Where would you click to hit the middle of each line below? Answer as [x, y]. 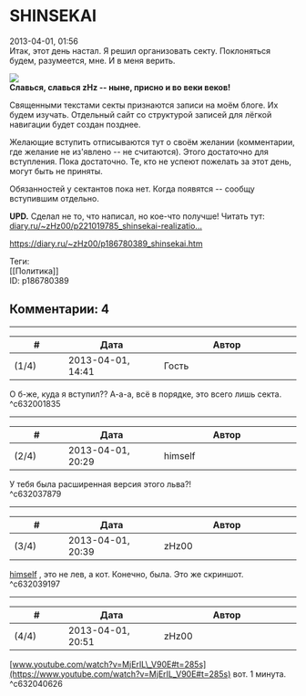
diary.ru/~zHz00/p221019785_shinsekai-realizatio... [106, 225]
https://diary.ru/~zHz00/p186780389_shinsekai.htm [106, 244]
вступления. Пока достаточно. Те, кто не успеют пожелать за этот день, [151, 161]
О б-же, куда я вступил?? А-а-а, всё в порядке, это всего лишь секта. [146, 394]
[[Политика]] [34, 271]
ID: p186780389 [40, 280]
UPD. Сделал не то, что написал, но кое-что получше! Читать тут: [138, 216]
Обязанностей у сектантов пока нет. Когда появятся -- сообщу [132, 189]
